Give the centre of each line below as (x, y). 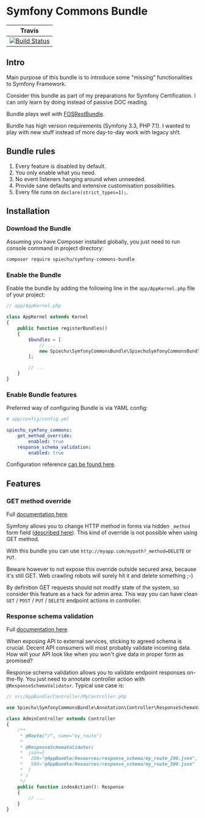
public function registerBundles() (63, 328)
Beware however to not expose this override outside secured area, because (102, 569)
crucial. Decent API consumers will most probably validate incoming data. (99, 648)
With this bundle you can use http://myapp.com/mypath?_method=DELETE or (99, 551)
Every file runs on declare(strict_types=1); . (71, 192)
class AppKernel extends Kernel (47, 317)
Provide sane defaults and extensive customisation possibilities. (95, 185)
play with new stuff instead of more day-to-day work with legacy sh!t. (94, 132)
